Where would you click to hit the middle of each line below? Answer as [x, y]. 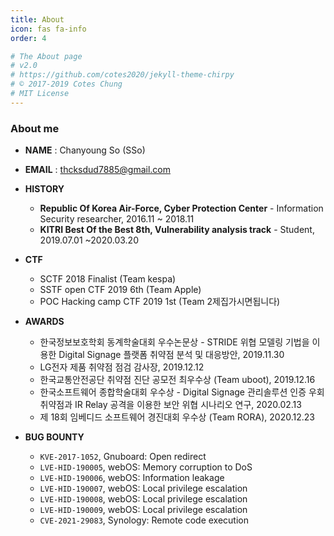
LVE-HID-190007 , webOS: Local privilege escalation [143, 488]
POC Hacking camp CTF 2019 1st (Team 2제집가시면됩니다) [160, 302]
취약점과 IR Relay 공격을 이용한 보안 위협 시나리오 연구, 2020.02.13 [170, 405]
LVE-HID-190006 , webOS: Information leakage [132, 478]
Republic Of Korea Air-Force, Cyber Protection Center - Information [181, 208]
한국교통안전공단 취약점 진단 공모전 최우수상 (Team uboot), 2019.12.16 [177, 380]
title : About [37, 19]
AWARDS [44, 322]
